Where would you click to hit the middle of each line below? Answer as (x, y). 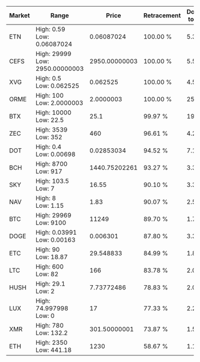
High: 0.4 (48, 147)
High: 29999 (53, 54)
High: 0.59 (50, 29)
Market (20, 15)
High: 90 (48, 249)
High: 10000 (53, 113)
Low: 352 (49, 137)
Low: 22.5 (50, 120)
